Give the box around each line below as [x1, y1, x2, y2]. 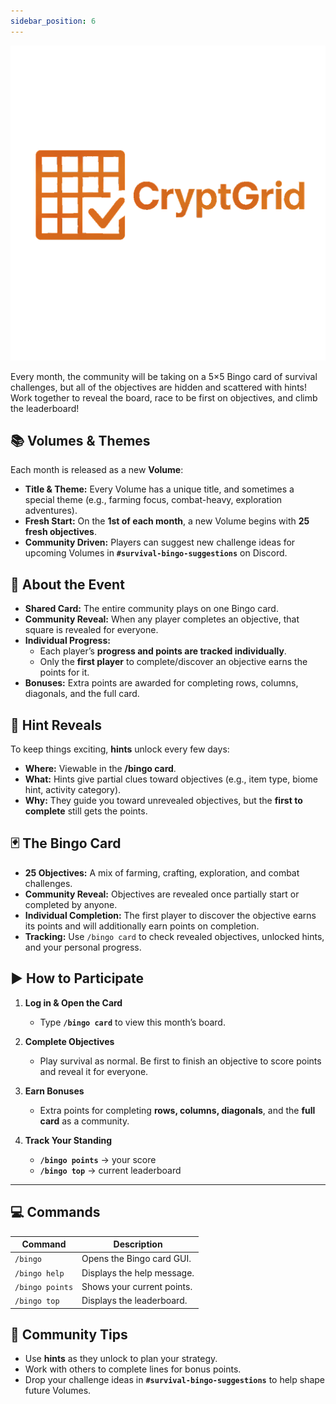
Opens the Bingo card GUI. [81, 1253, 192, 1265]
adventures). [24, 505, 78, 517]
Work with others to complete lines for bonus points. [24, 1363, 242, 1375]
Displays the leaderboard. [81, 1295, 188, 1306]
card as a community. [39, 1115, 130, 1127]
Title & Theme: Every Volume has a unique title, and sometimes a [24, 483, 295, 495]
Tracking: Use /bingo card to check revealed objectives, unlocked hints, [24, 930, 325, 942]
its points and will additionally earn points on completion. [24, 920, 260, 932]
